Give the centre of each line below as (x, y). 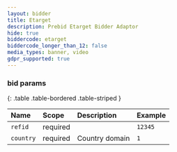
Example (151, 115)
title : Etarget (29, 20)
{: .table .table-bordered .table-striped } (64, 99)
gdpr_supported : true (39, 59)
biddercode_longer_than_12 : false (57, 46)
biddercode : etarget (37, 40)
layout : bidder (29, 14)
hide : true (23, 33)
